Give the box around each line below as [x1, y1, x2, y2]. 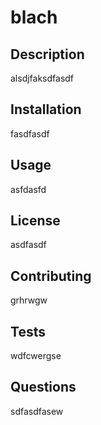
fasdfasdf [10, 127, 50, 140]
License [10, 212, 61, 230]
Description [10, 46, 85, 63]
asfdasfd [10, 183, 47, 195]
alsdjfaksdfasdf [10, 72, 75, 84]
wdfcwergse [10, 350, 62, 362]
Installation [10, 101, 82, 118]
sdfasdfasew [10, 405, 64, 417]
